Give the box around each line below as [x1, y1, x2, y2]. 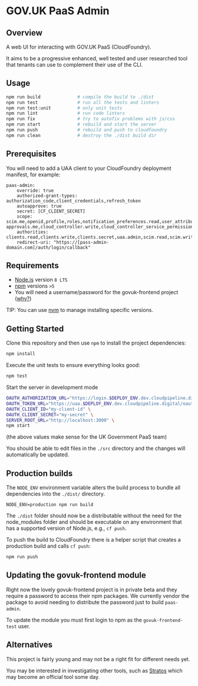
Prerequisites [6, 149, 57, 159]
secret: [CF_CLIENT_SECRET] [16, 208, 85, 214]
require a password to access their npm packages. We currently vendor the [6, 592, 190, 599]
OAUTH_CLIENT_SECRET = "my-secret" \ [6, 411, 94, 418]
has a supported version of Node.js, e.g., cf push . [6, 525, 127, 532]
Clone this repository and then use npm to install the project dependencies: [6, 339, 186, 347]
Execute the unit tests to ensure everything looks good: [6, 362, 140, 369]
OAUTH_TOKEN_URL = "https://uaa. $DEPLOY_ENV [6, 401, 112, 407]
